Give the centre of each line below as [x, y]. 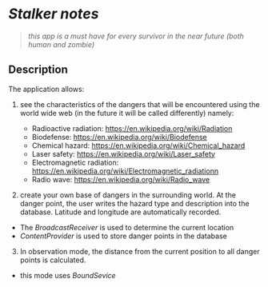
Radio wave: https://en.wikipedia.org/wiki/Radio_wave [121, 179]
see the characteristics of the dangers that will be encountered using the [140, 104]
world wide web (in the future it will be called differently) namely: [127, 113]
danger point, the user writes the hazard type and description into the [134, 203]
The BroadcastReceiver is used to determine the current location [127, 227]
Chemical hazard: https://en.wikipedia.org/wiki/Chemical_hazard [138, 145]
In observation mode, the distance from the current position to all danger [140, 251]
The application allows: [46, 89]
